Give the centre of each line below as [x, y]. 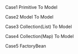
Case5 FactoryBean [26, 46]
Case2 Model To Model [29, 17]
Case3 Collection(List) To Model [38, 26]
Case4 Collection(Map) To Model [40, 36]
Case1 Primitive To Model [31, 7]
